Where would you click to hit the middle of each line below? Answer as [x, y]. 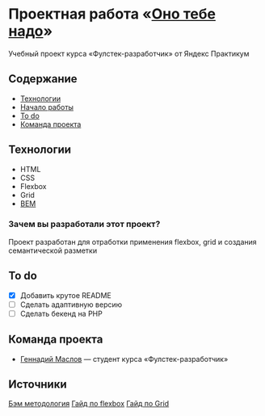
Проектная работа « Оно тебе [112, 14]
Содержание [43, 79]
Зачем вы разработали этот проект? [84, 225]
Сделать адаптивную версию [71, 305]
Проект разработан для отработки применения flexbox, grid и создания [132, 242]
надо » [31, 31]
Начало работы [47, 107]
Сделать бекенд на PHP [61, 313]
